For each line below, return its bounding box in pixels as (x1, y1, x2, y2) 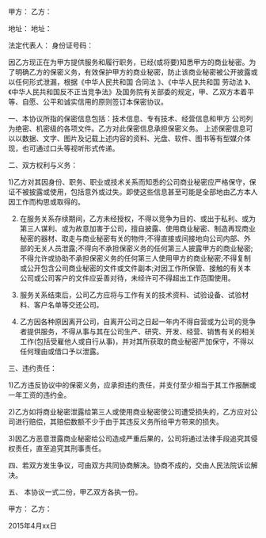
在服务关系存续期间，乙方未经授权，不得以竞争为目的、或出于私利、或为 (19, 214, 256, 223)
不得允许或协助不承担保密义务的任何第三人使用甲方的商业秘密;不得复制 (19, 254, 252, 263)
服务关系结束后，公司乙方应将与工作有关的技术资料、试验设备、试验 (19, 290, 242, 300)
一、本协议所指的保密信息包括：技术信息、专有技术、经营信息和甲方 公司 (8, 114, 246, 123)
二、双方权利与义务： (8, 161, 78, 170)
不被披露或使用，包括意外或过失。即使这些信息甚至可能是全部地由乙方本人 (14, 187, 258, 197)
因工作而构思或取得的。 (8, 197, 85, 206)
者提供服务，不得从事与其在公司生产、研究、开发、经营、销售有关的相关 (19, 327, 256, 336)
